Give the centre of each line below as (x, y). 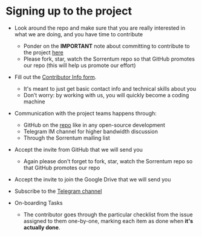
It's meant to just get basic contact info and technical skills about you (110, 88)
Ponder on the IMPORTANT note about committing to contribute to (106, 46)
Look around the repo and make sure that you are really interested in (100, 28)
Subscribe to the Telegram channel (58, 191)
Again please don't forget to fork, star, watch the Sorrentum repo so (108, 161)
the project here (44, 52)
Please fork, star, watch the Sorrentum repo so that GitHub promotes (109, 59)
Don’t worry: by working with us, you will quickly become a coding (106, 95)
